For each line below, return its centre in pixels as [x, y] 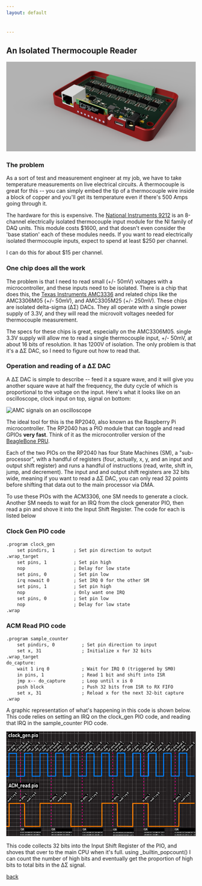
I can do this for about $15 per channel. [55, 252]
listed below [21, 516]
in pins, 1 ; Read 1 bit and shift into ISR [91, 675]
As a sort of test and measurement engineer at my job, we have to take [94, 178]
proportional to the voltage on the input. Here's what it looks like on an [93, 392]
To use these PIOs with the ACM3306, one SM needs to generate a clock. [97, 496]
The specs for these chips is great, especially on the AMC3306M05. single [99, 331]
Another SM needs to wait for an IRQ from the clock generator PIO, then [95, 502]
